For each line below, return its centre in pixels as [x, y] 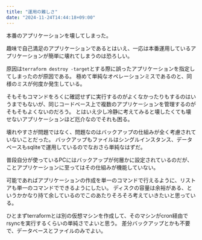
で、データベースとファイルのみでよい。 [56, 230]
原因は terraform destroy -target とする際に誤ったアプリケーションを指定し [101, 68]
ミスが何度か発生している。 [51, 84]
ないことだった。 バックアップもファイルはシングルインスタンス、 [94, 139]
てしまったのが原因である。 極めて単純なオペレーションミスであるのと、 [96, 76]
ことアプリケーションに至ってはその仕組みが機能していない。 [83, 167]
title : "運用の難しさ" [32, 12]
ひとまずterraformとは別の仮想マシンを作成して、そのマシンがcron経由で [97, 215]
